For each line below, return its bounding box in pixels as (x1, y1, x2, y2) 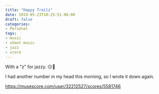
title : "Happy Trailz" (5, 7, 53, 13)
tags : (5, 31, 17, 36)
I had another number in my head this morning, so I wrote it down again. (5, 73, 154, 79)
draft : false (5, 17, 33, 22)
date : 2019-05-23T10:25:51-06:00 (5, 12, 75, 17)
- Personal (5, 26, 28, 31)
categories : (5, 21, 30, 27)
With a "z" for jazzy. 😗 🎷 (5, 64, 55, 70)
